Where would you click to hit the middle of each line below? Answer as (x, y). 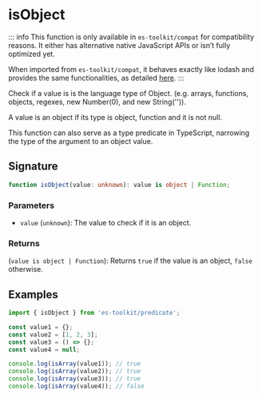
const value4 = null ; (44, 349)
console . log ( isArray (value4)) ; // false (77, 386)
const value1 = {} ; (41, 327)
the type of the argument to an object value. (81, 141)
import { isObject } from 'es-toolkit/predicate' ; (94, 313)
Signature (33, 167)
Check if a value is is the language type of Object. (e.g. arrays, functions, (129, 93)
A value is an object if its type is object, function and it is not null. (115, 117)
